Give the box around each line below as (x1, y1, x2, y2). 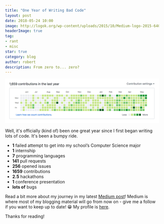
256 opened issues (12, 163, 51, 169)
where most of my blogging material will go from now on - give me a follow (5, 199, 156, 205)
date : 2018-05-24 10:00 (5, 18, 54, 23)
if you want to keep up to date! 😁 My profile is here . (5, 204, 110, 210)
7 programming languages (12, 153, 65, 159)
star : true (5, 49, 27, 54)
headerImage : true (5, 28, 42, 34)
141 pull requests (12, 158, 46, 164)
